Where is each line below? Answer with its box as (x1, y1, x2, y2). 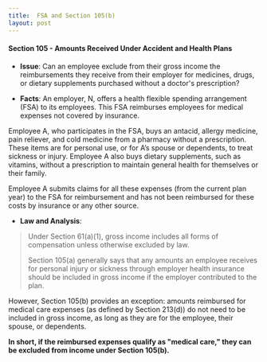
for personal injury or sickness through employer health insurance (27, 263, 245, 273)
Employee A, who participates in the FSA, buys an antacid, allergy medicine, (8, 126, 258, 135)
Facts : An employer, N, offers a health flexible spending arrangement (19, 93, 247, 103)
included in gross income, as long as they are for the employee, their (8, 313, 234, 322)
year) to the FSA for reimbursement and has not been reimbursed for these (8, 192, 255, 201)
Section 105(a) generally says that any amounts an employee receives (27, 255, 257, 265)
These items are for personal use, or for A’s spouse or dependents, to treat (8, 142, 253, 152)
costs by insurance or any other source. (8, 200, 139, 210)
